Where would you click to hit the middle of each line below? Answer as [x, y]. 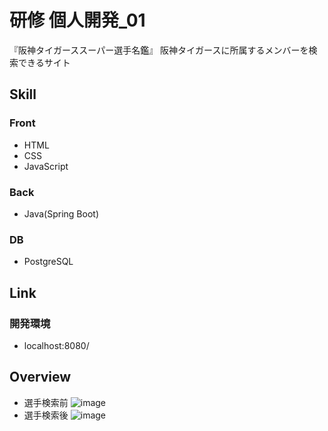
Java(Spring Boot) [61, 213]
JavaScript [46, 166]
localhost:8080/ [56, 345]
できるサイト [44, 62]
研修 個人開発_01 [77, 20]
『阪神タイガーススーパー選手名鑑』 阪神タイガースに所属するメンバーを [159, 50]
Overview [40, 377]
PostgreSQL [48, 262]
